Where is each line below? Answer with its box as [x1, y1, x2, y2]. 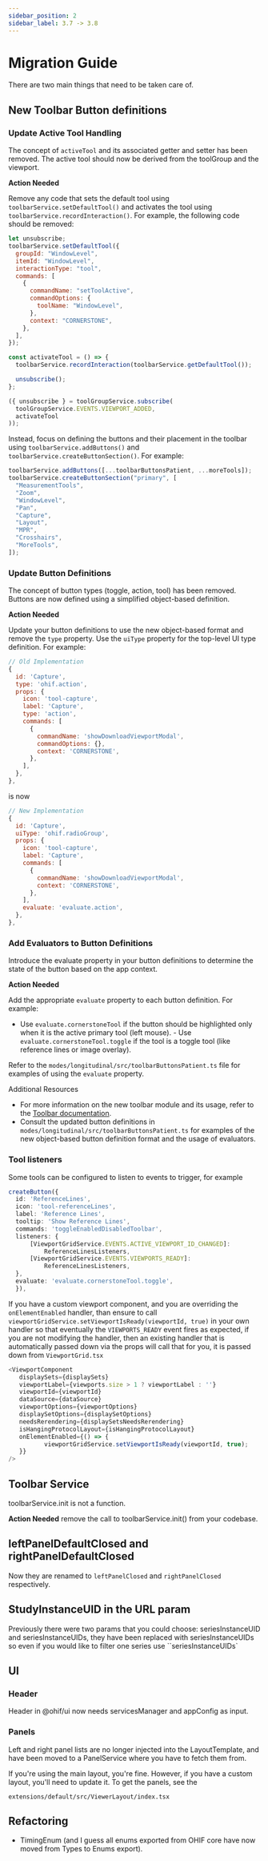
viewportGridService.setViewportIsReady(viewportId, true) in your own [8, 1315, 250, 1326]
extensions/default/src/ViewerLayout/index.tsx [8, 1792, 170, 1801]
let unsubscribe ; [8, 235, 66, 243]
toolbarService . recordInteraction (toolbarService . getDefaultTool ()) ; [15, 361, 252, 369]
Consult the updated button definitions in [19, 1117, 155, 1126]
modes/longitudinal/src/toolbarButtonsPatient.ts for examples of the [19, 1126, 255, 1135]
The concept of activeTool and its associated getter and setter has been [8, 146, 248, 155]
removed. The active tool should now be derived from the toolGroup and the [8, 154, 259, 164]
